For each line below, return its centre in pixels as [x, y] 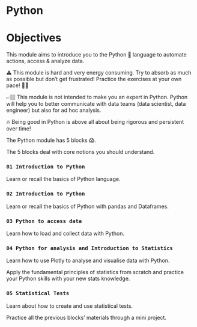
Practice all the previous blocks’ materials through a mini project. [86, 317]
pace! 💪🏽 [17, 85]
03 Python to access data [44, 221]
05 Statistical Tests [38, 293]
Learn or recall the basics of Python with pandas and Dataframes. [88, 206]
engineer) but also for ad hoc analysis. [54, 110]
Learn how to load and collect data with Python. [65, 234]
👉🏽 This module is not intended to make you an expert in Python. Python [97, 97]
